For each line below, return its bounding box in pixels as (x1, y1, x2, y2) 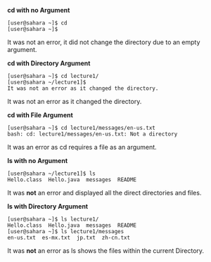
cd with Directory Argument (7, 59, 91, 67)
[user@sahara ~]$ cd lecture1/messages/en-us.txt (7, 124, 156, 131)
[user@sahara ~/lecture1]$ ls (7, 170, 96, 177)
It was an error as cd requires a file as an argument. (7, 143, 157, 151)
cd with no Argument (7, 6, 70, 14)
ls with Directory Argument (7, 202, 89, 210)
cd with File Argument (7, 111, 74, 119)
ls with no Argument (7, 157, 68, 164)
